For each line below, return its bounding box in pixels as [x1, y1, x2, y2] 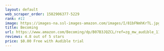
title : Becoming [5, 25, 38, 30]
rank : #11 [5, 16, 25, 21]
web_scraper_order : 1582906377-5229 [5, 12, 80, 17]
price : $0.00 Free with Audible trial [5, 39, 84, 44]
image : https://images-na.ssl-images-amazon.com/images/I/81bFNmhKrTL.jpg [5, 20, 161, 26]
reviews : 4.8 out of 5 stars [5, 34, 64, 39]
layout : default [5, 7, 38, 12]
